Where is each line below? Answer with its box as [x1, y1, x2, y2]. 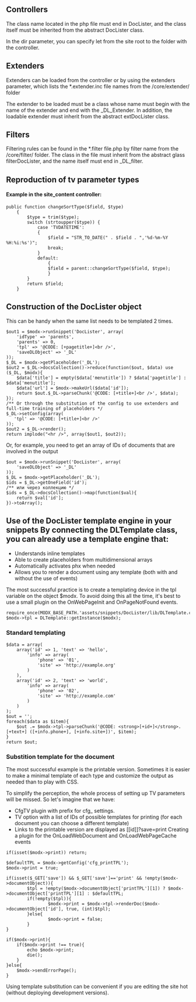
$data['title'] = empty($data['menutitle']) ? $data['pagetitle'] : [16, 375, 187, 381]
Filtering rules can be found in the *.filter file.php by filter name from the [6, 145, 179, 152]
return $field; [27, 281, 64, 287]
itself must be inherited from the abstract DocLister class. [6, 26, 144, 33]
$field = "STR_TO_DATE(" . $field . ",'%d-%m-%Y [47, 235, 168, 241]
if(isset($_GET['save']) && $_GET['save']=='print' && [6, 876, 142, 881]
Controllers [6, 5, 48, 15]
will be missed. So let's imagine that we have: [6, 796, 116, 803]
